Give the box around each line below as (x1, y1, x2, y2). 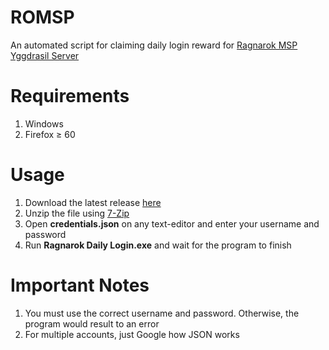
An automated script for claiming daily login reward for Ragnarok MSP (10, 39, 298, 51)
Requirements (10, 85, 130, 108)
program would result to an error (24, 317, 160, 330)
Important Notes (10, 274, 150, 296)
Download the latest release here (24, 196, 162, 208)
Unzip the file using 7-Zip (24, 207, 130, 219)
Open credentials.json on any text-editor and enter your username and (24, 217, 320, 230)
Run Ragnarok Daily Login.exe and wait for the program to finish (24, 239, 292, 251)
